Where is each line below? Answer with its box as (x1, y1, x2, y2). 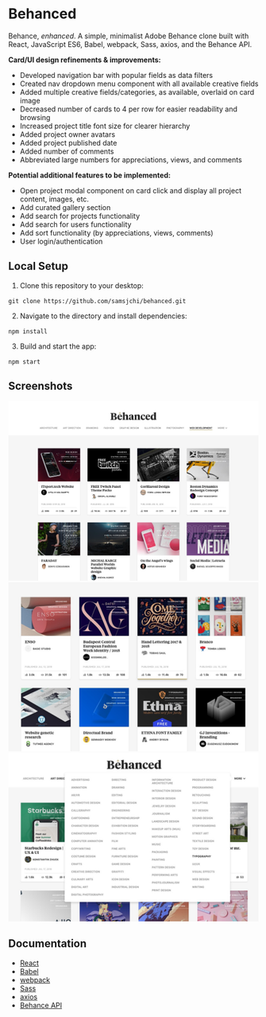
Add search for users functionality (19, 220, 132, 229)
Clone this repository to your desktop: (19, 280, 145, 290)
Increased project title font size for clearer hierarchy (19, 121, 191, 131)
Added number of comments (19, 146, 114, 156)
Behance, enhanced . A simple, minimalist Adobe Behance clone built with (8, 31, 249, 41)
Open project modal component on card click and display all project (19, 185, 242, 195)
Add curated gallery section (19, 202, 111, 212)
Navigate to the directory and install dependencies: (19, 311, 187, 321)
